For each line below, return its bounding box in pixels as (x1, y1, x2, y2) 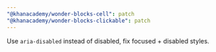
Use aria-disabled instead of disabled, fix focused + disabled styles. (6, 36, 210, 45)
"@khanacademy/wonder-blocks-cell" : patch (6, 10, 135, 18)
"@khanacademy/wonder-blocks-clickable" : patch (6, 17, 151, 24)
